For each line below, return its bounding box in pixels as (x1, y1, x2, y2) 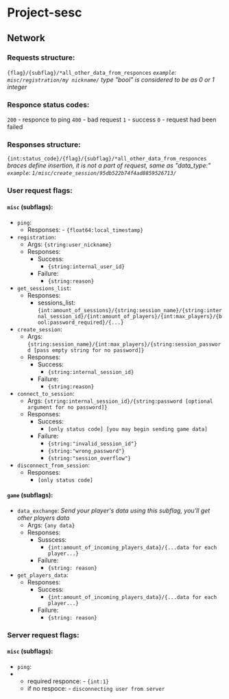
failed (7, 123, 23, 131)
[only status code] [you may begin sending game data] (47, 425, 208, 433)
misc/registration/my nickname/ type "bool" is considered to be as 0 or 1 (7, 75, 215, 84)
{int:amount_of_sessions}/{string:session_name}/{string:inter (37, 307, 222, 313)
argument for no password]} (27, 403, 108, 411)
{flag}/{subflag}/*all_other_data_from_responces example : (7, 68, 177, 76)
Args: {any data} (27, 521, 75, 529)
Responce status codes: (7, 99, 90, 109)
